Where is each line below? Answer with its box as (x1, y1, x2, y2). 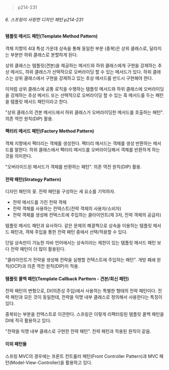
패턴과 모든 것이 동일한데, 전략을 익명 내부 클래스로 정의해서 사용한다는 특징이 (10, 294, 163, 300)
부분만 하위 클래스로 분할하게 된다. (10, 52, 78, 58)
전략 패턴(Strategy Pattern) (5, 176, 62, 182)
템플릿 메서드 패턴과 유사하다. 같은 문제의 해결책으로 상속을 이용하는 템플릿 (5, 223, 152, 229)
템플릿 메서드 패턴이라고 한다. (10, 98, 69, 104)
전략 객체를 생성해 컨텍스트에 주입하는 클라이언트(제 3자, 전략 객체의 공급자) (12, 212, 161, 218)
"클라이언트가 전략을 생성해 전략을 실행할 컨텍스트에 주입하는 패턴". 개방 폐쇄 (5, 257, 156, 263)
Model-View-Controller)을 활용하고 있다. (11, 359, 93, 365)
